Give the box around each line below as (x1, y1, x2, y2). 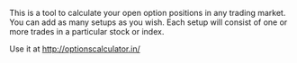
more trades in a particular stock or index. (9, 27, 165, 36)
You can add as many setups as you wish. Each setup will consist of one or (9, 17, 288, 28)
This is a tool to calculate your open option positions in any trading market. (9, 8, 286, 18)
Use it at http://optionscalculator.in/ (9, 43, 141, 54)
